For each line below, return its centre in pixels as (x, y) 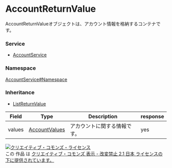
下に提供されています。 (30, 160)
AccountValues (47, 130)
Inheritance (20, 93)
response (152, 116)
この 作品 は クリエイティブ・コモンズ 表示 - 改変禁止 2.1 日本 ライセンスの (84, 154)
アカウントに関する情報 (98, 126)
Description (103, 116)
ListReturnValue (29, 103)
